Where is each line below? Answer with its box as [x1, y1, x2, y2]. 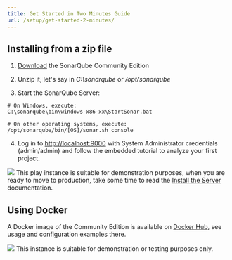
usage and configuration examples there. [7, 230, 127, 239]
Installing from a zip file [7, 43, 112, 55]
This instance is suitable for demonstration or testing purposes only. [15, 245, 213, 253]
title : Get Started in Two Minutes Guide [7, 10, 131, 18]
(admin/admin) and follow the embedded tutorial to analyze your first [17, 147, 217, 155]
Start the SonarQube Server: [17, 89, 101, 97]
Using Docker [7, 204, 68, 216]
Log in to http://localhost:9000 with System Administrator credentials [17, 139, 218, 148]
